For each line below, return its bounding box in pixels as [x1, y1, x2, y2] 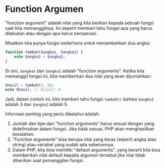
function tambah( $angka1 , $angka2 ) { [5, 50, 83, 55]
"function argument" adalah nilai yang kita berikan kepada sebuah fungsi [5, 20, 154, 26]
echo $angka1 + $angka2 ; [14, 54, 65, 59]
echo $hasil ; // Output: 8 [5, 87, 61, 92]
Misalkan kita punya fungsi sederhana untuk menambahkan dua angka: [5, 40, 151, 46]
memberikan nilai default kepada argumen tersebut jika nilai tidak [12, 152, 146, 158]
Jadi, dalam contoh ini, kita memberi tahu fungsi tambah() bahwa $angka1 [5, 96, 154, 102]
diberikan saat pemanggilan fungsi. [12, 158, 84, 164]
